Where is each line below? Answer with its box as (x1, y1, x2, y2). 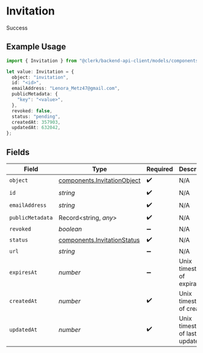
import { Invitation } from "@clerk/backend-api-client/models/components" (6, 57, 201, 64)
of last (179, 329, 197, 337)
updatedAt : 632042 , (11, 125, 61, 131)
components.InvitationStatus (58, 236, 140, 244)
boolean (58, 224, 82, 233)
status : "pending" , (11, 113, 61, 119)
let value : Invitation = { (6, 68, 74, 75)
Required (146, 165, 173, 173)
